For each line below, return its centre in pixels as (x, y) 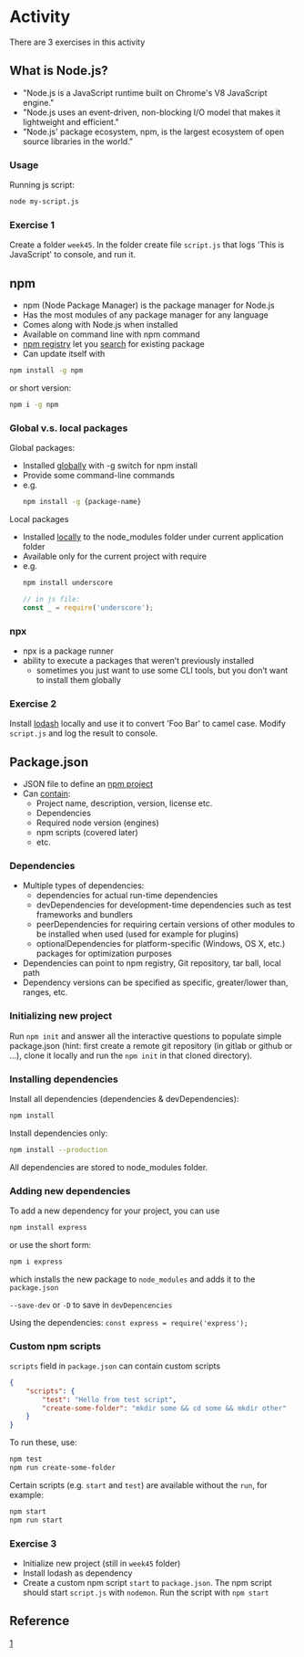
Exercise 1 (32, 225)
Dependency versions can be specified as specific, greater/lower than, (155, 982)
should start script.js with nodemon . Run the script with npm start (146, 1593)
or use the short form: (51, 1244)
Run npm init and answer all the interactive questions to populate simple (146, 1036)
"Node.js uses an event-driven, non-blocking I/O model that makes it (151, 112)
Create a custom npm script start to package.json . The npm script (147, 1583)
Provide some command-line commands (99, 476)
